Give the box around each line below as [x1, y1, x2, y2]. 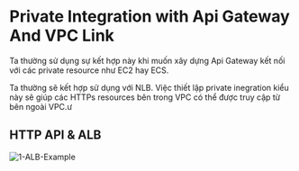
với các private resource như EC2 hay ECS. [9, 65, 169, 76]
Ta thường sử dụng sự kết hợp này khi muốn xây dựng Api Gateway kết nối [9, 55, 285, 66]
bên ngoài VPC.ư [9, 101, 73, 112]
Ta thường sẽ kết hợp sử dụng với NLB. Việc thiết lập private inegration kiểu [9, 82, 290, 93]
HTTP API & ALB [9, 128, 102, 143]
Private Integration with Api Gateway [9, 6, 290, 27]
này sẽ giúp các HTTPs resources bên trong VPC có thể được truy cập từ [9, 92, 281, 103]
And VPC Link [9, 25, 115, 46]
